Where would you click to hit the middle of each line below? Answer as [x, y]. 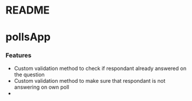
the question [29, 75]
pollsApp [28, 37]
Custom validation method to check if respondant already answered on [100, 68]
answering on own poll [42, 87]
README [28, 10]
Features [19, 55]
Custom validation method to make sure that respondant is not [90, 80]
